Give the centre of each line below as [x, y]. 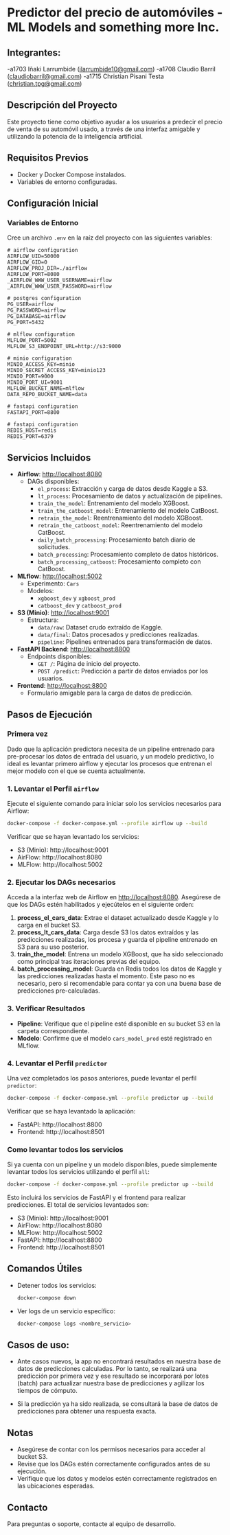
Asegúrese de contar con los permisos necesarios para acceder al [111, 1449]
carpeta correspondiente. [53, 1030]
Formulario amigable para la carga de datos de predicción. [110, 693]
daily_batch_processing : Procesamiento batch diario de [116, 540]
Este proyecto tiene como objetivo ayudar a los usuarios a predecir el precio [115, 122]
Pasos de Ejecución [50, 714]
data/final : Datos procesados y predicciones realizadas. [118, 635]
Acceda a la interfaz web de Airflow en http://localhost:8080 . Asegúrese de [114, 897]
